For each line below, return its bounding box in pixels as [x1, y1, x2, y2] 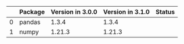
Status [155, 8, 176, 16]
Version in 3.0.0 [50, 8, 98, 16]
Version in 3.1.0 [103, 8, 150, 16]
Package [19, 8, 45, 16]
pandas [19, 18, 41, 26]
